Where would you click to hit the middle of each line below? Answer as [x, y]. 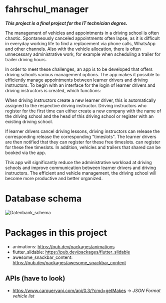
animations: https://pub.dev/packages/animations [63, 246]
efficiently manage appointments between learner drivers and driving [76, 80]
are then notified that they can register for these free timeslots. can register [83, 142]
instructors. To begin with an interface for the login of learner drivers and [80, 85]
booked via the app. [26, 153]
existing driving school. [29, 121]
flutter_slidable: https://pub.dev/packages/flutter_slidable [71, 252]
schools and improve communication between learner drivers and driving [81, 168]
